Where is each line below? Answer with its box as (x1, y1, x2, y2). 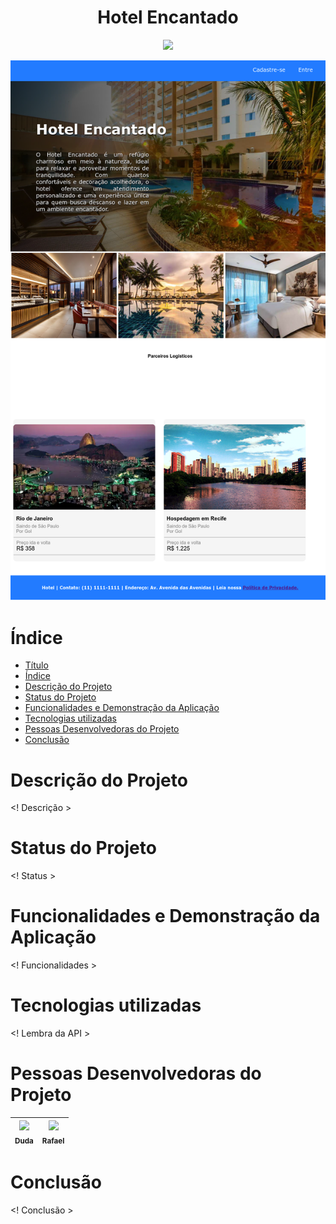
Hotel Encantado (97, 6, 239, 29)
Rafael (41, 1136, 65, 1146)
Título (24, 659, 49, 671)
